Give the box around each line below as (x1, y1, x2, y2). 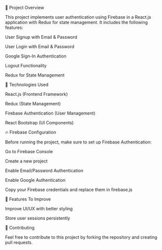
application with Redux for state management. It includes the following (5, 20, 148, 25)
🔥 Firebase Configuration (5, 129, 57, 135)
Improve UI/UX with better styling (5, 206, 73, 211)
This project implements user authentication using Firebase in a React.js (5, 14, 151, 20)
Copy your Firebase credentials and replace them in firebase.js (5, 187, 133, 193)
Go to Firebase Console (5, 149, 53, 154)
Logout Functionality (5, 63, 47, 68)
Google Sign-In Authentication (5, 53, 66, 59)
